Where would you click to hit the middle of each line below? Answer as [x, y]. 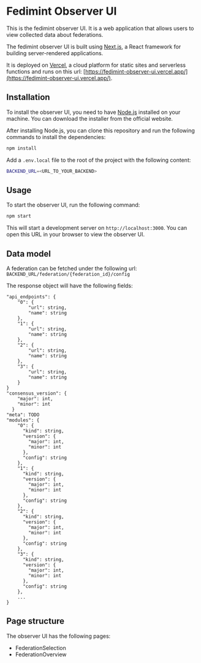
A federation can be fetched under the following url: [72, 268]
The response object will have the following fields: [70, 286]
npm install [21, 148]
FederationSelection [40, 648]
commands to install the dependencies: [56, 137]
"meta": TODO [23, 415]
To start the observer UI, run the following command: [73, 205]
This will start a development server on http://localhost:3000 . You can [97, 228]
